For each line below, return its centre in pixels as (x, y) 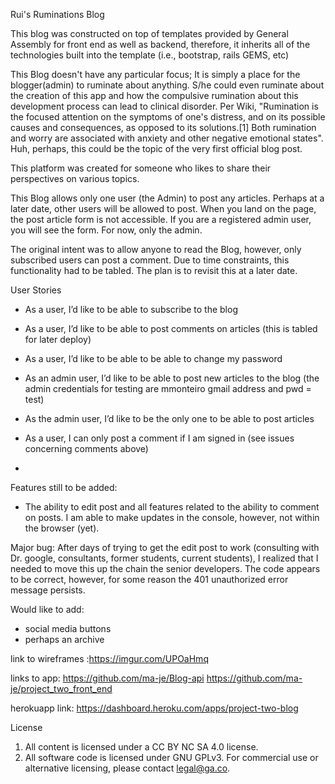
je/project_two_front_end (61, 688)
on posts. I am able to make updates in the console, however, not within (172, 517)
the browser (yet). (62, 528)
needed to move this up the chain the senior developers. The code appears (165, 568)
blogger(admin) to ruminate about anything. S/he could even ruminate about (167, 85)
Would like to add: (47, 609)
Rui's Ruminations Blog (57, 14)
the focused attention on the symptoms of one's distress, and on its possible (168, 117)
